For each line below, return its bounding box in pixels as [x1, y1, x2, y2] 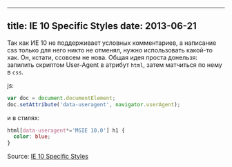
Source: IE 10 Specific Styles [7, 153, 88, 161]
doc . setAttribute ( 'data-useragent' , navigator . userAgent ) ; [7, 101, 181, 108]
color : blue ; [13, 133, 51, 140]
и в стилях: [7, 113, 40, 121]
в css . [7, 68, 24, 76]
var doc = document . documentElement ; [7, 95, 116, 101]
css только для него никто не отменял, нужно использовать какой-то [7, 46, 213, 54]
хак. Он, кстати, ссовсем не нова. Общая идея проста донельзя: [7, 53, 198, 61]
